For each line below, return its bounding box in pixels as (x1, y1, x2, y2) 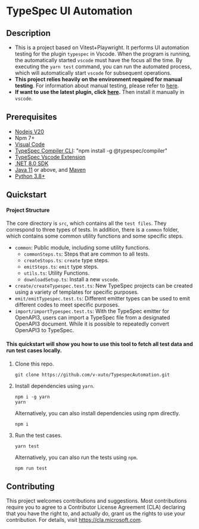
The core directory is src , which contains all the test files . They (6, 220, 167, 227)
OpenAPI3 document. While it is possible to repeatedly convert (14, 320, 170, 327)
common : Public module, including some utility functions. (14, 244, 150, 251)
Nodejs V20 (14, 127, 45, 135)
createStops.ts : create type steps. (23, 257, 110, 264)
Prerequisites (6, 112, 57, 122)
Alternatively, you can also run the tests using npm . (14, 454, 138, 461)
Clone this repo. (14, 360, 54, 367)
